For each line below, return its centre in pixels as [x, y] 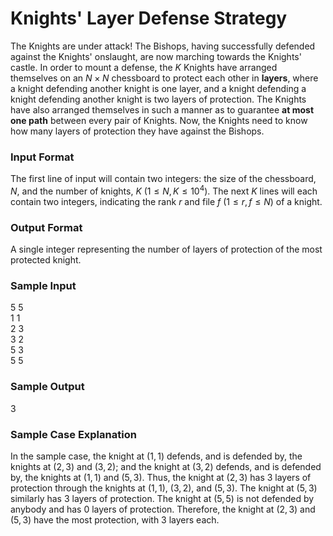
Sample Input [43, 286]
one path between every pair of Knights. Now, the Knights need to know [159, 120]
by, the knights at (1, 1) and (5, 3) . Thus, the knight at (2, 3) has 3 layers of [161, 478]
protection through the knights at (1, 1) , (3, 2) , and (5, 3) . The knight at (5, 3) [164, 488]
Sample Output [47, 387]
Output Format [46, 227]
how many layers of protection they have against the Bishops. [137, 131]
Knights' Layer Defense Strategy [149, 18]
